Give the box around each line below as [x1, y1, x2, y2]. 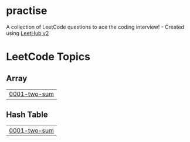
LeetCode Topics [6, 50, 91, 64]
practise [6, 4, 48, 18]
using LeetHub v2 [6, 29, 49, 36]
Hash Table [6, 110, 48, 120]
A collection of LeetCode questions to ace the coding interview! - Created [6, 23, 185, 30]
